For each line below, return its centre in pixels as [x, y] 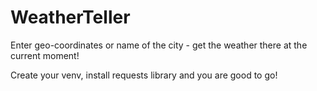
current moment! [45, 55]
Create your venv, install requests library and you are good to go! [144, 75]
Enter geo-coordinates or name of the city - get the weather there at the [159, 45]
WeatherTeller [70, 17]
